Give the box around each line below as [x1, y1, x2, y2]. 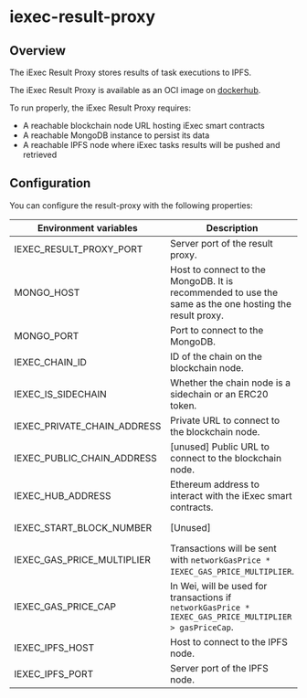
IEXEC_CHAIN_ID [14, 355, 87, 368]
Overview [9, 43, 67, 58]
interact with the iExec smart [170, 489, 292, 502]
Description [206, 221, 259, 234]
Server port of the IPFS [170, 661, 269, 674]
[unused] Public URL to [170, 440, 270, 453]
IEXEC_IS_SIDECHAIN [14, 387, 107, 400]
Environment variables [37, 221, 139, 234]
